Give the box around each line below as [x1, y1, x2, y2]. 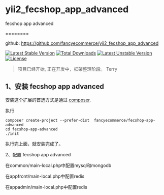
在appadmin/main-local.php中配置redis [5, 184, 87, 190]
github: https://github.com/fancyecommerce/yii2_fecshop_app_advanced [5, 40, 159, 46]
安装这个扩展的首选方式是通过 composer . [5, 97, 91, 103]
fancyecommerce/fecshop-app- [93, 118, 156, 123]
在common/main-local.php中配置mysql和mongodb [5, 162, 112, 169]
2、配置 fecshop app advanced [5, 151, 71, 157]
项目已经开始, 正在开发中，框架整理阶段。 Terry [17, 66, 118, 72]
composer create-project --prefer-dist [5, 118, 90, 123]
